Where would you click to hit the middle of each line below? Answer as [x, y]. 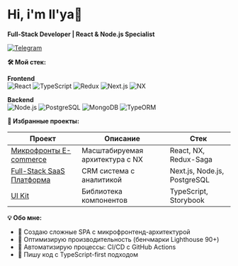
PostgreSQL [190, 179]
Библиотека [102, 191]
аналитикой [102, 179]
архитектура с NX [112, 159]
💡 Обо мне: [25, 217]
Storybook [187, 200]
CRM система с [108, 171]
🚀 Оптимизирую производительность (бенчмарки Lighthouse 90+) [118, 239]
